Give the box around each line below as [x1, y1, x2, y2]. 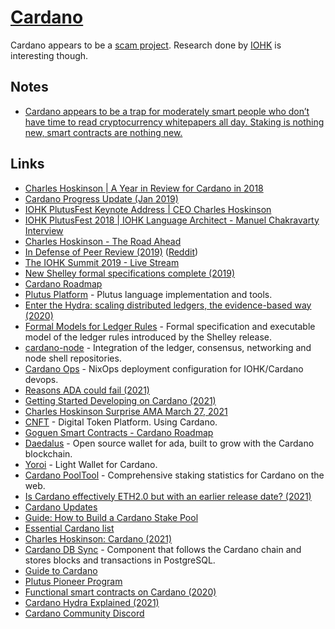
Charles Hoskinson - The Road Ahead [24, 235, 182, 247]
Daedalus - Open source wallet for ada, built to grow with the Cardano [24, 437, 315, 449]
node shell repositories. [24, 352, 122, 364]
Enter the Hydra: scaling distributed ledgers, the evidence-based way [24, 299, 312, 311]
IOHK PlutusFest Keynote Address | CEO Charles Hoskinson [24, 203, 272, 215]
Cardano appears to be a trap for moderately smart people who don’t [24, 105, 310, 117]
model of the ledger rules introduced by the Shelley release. [24, 331, 272, 343]
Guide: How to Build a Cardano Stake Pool [24, 511, 199, 523]
